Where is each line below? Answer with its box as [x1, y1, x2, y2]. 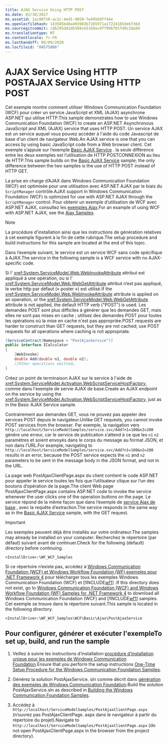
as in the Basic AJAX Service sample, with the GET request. [5, 510, 129, 516]
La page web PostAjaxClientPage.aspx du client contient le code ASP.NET [5, 472, 158, 478]
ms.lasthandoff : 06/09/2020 [5, 40, 64, 45]
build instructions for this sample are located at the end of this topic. [5, 239, 146, 245]
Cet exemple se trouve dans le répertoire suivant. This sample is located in [5, 601, 158, 607]
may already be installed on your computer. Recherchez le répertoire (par [5, 534, 157, 540]
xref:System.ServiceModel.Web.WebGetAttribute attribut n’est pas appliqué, [5, 280, 162, 286]
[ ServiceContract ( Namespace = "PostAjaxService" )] [5, 338, 113, 343]
